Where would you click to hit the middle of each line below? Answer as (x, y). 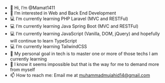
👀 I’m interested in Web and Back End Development (63, 13)
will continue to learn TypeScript (43, 41)
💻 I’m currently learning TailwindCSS (48, 46)
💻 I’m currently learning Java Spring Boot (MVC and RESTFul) (74, 26)
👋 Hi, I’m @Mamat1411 (32, 8)
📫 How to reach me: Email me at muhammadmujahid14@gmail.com (80, 75)
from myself (22, 69)
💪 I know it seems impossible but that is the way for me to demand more (85, 64)
